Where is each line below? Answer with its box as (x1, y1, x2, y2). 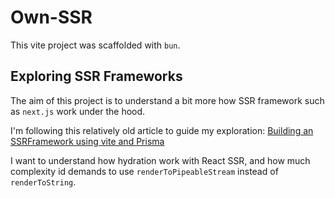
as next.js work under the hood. (10, 105, 146, 117)
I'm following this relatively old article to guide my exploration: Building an (10, 124, 314, 136)
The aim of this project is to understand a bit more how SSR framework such (10, 94, 325, 106)
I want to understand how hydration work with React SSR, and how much (10, 154, 311, 166)
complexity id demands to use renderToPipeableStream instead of (10, 165, 279, 177)
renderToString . (10, 176, 77, 188)
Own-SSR (10, 6, 93, 29)
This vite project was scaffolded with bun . (10, 39, 181, 51)
